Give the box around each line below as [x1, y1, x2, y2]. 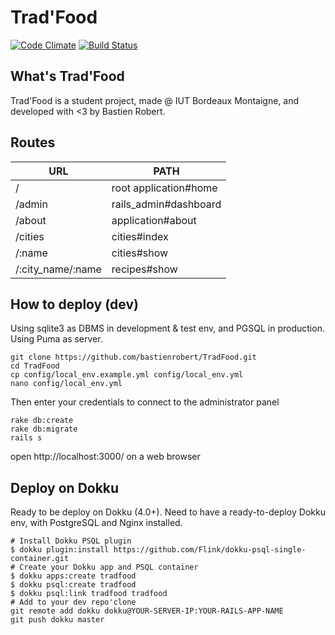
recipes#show [111, 262, 178, 276]
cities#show [111, 246, 169, 260]
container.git [10, 554, 70, 564]
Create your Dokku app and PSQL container [19, 562, 199, 573]
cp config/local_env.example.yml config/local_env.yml [10, 370, 244, 380]
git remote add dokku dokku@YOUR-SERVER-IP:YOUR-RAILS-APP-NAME [10, 606, 284, 616]
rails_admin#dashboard [111, 197, 222, 211]
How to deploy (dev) [10, 296, 139, 313]
